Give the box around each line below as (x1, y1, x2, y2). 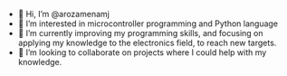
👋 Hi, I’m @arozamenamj (17, 9, 110, 19)
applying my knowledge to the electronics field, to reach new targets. (17, 37, 277, 48)
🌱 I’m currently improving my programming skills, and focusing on (17, 28, 263, 38)
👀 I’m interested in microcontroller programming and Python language (17, 18, 279, 29)
